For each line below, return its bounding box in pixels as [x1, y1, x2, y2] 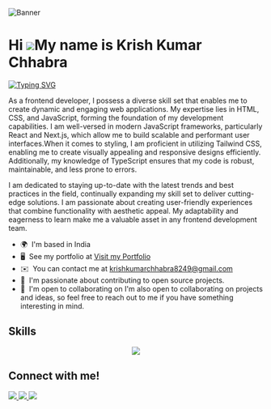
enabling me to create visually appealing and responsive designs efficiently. [8, 147, 261, 157]
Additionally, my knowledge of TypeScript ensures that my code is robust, [8, 156, 255, 165]
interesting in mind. [19, 300, 85, 311]
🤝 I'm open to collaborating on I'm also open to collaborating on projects [19, 283, 263, 293]
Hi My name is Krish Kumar [8, 36, 202, 54]
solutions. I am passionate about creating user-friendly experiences [27, 197, 253, 207]
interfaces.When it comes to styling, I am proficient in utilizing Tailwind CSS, [8, 138, 262, 148]
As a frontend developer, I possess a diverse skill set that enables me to [8, 96, 248, 105]
